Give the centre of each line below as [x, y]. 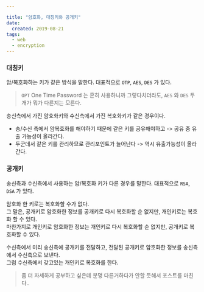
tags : [13, 34]
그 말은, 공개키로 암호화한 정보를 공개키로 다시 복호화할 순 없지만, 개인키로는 [97, 211]
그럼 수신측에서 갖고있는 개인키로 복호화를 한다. [62, 262]
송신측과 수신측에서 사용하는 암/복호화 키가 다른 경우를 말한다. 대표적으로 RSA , [98, 183]
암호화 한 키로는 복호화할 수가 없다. [48, 204]
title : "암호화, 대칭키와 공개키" [44, 17]
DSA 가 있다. [20, 191]
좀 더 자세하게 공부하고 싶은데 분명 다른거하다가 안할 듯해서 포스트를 [102, 275]
